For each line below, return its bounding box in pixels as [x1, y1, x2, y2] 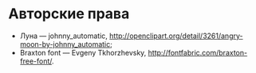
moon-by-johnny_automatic [19, 39, 111, 48]
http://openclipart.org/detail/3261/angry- [108, 31, 243, 40]
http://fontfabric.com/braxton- [148, 48, 248, 57]
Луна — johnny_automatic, [19, 31, 108, 40]
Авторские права [8, 5, 130, 23]
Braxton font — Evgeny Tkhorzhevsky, [19, 48, 147, 57]
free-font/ [19, 56, 53, 66]
